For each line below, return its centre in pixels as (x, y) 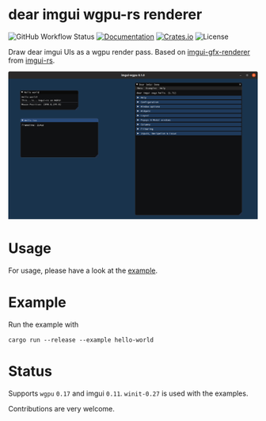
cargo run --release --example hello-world (81, 340)
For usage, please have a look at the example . (83, 270)
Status (30, 371)
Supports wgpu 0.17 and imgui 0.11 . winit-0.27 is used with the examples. (128, 393)
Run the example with (44, 324)
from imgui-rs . (32, 60)
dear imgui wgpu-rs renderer (105, 15)
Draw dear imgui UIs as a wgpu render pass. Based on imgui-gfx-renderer (129, 52)
